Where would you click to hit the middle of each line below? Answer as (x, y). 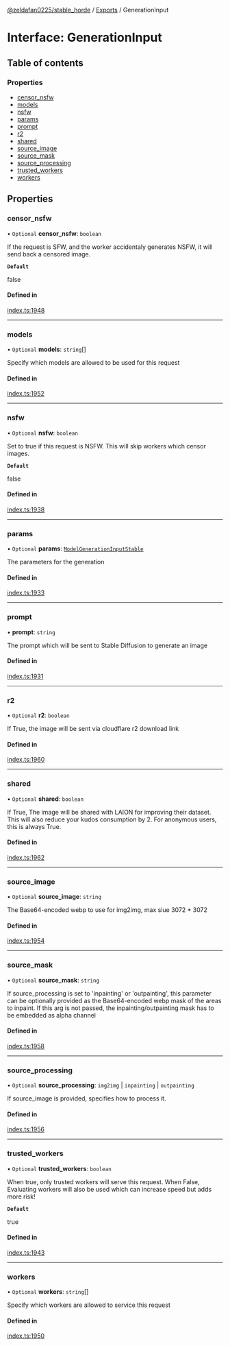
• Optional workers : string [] (48, 1292)
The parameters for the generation (56, 562)
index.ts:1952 (26, 394)
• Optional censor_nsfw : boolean (54, 233)
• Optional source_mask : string (53, 980)
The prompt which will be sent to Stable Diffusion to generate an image (107, 645)
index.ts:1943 (26, 1252)
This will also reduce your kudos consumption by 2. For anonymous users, (112, 819)
